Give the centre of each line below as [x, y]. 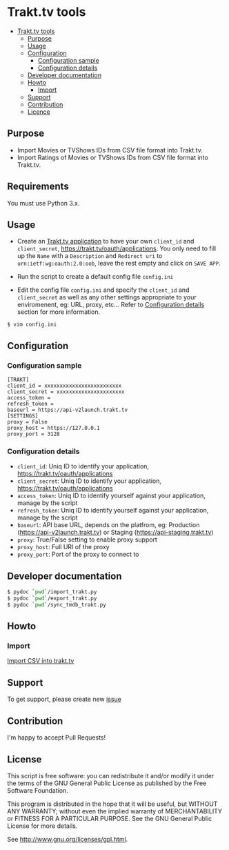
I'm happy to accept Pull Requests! [57, 738]
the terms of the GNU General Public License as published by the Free [107, 783]
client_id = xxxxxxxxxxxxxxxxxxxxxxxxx [64, 386]
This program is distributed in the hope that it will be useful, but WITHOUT [112, 804]
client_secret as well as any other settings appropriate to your [107, 297]
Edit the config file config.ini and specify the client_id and [103, 290]
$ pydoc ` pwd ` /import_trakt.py [52, 592]
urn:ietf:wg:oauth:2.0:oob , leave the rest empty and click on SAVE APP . [119, 264]
